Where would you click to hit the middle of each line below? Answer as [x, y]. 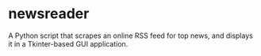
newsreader [49, 14]
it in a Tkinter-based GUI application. [68, 43]
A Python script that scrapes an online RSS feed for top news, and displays [131, 35]
